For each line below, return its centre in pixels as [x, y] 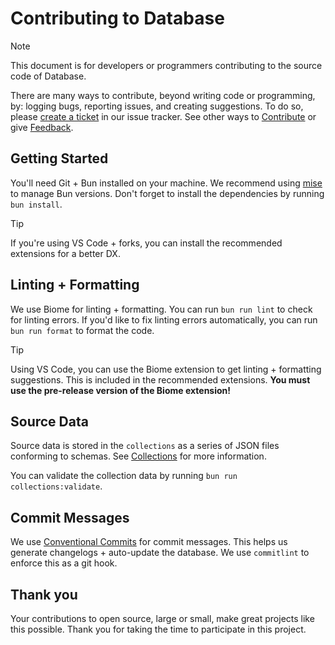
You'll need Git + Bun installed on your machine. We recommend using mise [166, 183]
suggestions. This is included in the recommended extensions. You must [160, 379]
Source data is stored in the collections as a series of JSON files [145, 446]
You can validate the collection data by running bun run [124, 476]
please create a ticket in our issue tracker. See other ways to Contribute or [163, 116]
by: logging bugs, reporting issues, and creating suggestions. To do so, [157, 106]
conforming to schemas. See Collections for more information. [138, 456]
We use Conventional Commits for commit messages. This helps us [149, 542]
